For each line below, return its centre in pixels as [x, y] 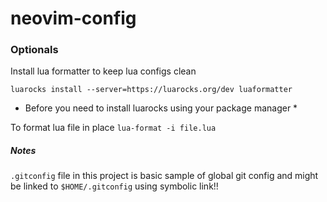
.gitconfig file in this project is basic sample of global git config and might [164, 176]
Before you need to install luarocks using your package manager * [161, 108]
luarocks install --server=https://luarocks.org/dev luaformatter [151, 90]
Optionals [34, 50]
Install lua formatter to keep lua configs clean [103, 71]
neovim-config [73, 18]
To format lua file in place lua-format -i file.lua [113, 128]
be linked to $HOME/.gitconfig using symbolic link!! [114, 186]
